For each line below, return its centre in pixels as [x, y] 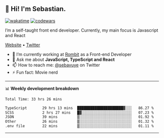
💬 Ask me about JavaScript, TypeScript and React [63, 59]
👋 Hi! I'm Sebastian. [35, 9]
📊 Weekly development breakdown [42, 88]
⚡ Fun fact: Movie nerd [35, 72]
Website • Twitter [23, 45]
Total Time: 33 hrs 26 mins [34, 99]
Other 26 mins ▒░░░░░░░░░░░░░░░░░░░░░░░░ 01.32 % [79, 122]
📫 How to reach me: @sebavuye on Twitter [56, 65]
